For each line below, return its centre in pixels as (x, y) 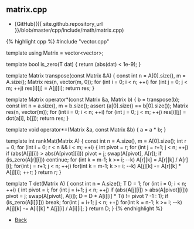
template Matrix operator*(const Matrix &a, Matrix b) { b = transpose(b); (93, 99)
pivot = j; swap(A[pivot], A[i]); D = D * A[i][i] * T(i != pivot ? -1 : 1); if (87, 196)
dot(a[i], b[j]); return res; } (38, 118)
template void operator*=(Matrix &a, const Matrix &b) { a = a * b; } (86, 129)
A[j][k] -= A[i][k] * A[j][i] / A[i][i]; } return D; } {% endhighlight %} (84, 208)
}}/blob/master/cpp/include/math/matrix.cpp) (69, 30)
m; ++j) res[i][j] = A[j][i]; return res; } (50, 88)
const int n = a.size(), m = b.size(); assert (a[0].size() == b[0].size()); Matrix (97, 106)
